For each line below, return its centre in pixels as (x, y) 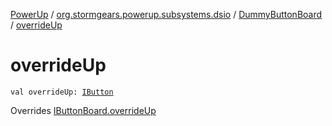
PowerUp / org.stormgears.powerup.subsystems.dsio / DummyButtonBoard (166, 14)
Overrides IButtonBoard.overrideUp (83, 110)
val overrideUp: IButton (62, 92)
